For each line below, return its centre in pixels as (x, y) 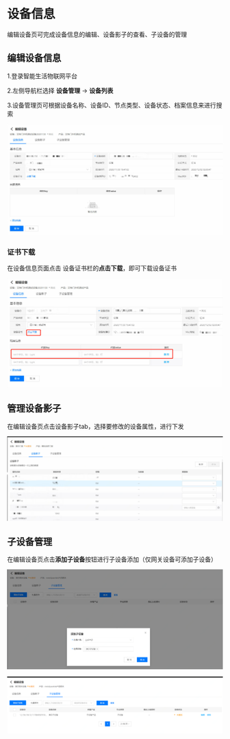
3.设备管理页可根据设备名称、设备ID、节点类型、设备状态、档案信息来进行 (112, 105)
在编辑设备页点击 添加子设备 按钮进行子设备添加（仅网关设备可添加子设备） (112, 559)
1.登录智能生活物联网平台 (42, 75)
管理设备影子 (34, 409)
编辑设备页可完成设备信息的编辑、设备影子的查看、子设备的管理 (97, 34)
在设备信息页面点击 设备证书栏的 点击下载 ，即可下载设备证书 (92, 268)
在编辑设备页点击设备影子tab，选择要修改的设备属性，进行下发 (96, 426)
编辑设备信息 (34, 58)
